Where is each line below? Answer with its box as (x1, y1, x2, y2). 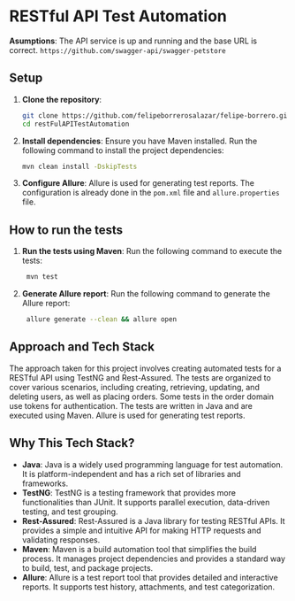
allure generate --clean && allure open (26, 315, 178, 324)
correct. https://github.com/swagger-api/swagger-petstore (9, 44, 227, 55)
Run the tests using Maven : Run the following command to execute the (21, 246, 283, 257)
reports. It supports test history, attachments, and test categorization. (21, 582, 276, 592)
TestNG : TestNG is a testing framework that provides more (21, 487, 237, 497)
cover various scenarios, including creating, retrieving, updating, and (9, 381, 261, 392)
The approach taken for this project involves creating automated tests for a (9, 363, 282, 374)
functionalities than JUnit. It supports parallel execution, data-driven (21, 497, 270, 507)
